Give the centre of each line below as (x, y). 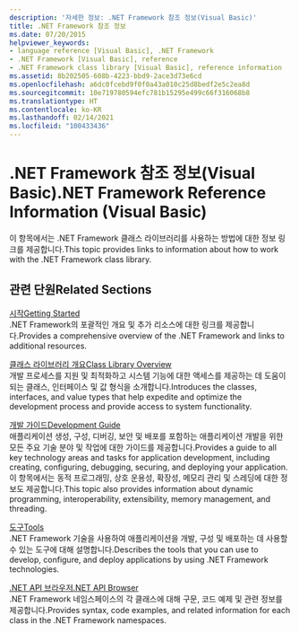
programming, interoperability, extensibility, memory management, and (140, 498)
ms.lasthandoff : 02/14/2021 (62, 118)
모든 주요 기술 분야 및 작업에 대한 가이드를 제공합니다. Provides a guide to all (143, 447)
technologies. (34, 569)
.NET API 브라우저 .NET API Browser (74, 587)
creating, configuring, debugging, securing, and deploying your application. (149, 467)
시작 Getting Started (45, 313)
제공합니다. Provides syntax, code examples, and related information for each (150, 610)
